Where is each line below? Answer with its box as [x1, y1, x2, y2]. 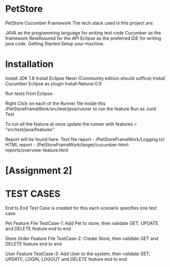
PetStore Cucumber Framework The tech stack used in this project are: [5, 20, 154, 26]
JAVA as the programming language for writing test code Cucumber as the [5, 29, 161, 36]
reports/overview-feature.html [5, 147, 69, 153]
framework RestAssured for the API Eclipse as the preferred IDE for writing [5, 35, 161, 41]
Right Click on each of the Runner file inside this [5, 100, 106, 106]
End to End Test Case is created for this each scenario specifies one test [5, 205, 157, 211]
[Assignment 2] [5, 165, 72, 176]
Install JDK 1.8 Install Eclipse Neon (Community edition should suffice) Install [5, 75, 165, 81]
